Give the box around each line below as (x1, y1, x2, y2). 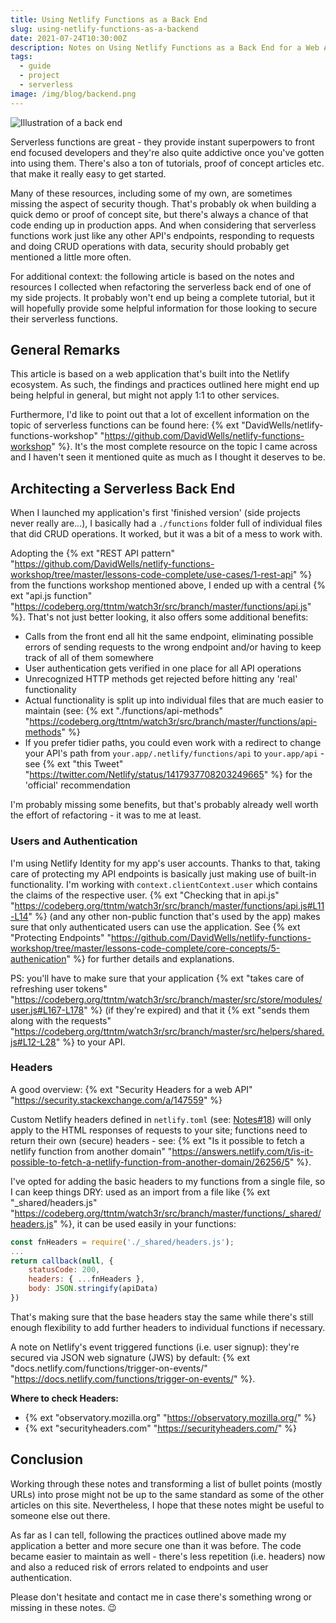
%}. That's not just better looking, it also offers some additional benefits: (10, 611, 309, 623)
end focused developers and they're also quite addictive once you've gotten (10, 146, 325, 158)
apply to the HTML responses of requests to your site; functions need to (10, 1124, 308, 1136)
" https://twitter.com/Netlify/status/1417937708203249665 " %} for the (24, 769, 313, 781)
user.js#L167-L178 (10, 1004, 85, 1016)
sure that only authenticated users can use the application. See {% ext (10, 921, 301, 933)
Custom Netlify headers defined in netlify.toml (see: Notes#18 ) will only (10, 1113, 312, 1125)
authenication (10, 952, 67, 965)
